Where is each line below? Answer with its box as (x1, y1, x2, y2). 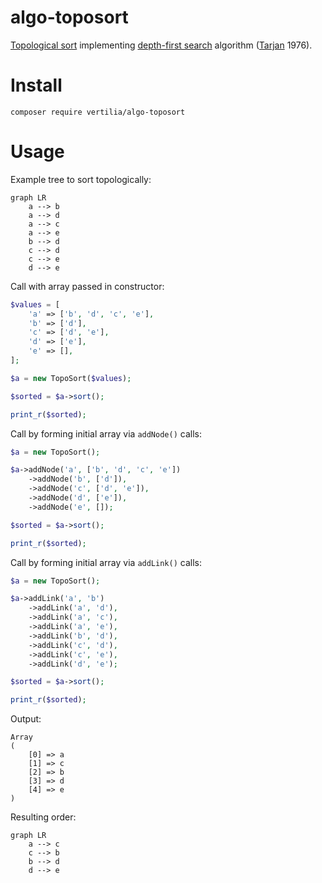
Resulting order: (10, 811, 77, 823)
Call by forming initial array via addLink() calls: (10, 556, 202, 568)
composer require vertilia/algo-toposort (10, 107, 186, 117)
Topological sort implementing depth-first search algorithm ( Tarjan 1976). (10, 39, 313, 51)
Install (10, 74, 63, 97)
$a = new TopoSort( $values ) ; (10, 373, 132, 383)
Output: (10, 713, 42, 725)
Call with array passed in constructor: (10, 280, 165, 292)
